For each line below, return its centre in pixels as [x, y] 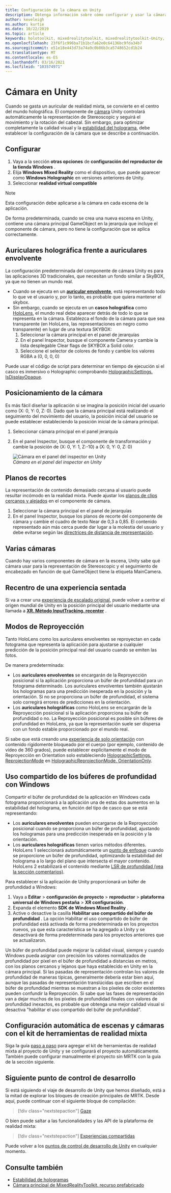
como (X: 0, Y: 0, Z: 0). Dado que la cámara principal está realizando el [79, 411]
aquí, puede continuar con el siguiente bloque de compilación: [71, 1101]
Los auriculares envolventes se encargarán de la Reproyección [80, 675]
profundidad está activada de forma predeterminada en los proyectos [85, 924]
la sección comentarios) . [38, 872]
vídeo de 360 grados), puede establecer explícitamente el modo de [76, 750]
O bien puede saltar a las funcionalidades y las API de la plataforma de [79, 1121]
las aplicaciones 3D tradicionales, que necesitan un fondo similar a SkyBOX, [85, 276]
